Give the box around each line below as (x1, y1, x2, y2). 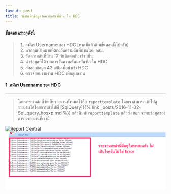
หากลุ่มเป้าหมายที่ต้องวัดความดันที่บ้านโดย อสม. (25, 47, 104, 53)
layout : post (5, 8, 33, 13)
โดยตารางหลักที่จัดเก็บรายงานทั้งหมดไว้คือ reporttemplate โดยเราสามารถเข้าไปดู (17, 98, 158, 104)
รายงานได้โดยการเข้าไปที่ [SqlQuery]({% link (17, 104, 100, 110)
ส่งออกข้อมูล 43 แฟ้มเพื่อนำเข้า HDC (25, 64, 89, 71)
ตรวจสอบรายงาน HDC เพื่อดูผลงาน (25, 70, 85, 76)
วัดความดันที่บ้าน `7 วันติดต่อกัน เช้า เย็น (25, 53, 93, 59)
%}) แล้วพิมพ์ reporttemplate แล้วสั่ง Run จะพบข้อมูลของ (63, 110, 166, 116)
